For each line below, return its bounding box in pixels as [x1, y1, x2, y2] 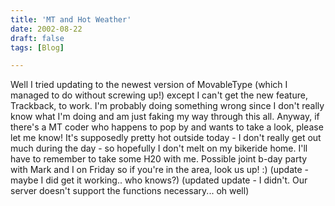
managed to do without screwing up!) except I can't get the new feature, [10, 89, 308, 101]
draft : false [10, 33, 65, 43]
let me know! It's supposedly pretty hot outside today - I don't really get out [10, 132, 322, 144]
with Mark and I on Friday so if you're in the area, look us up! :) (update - [10, 164, 309, 176]
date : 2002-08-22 [10, 24, 83, 34]
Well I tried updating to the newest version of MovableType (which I [10, 79, 288, 91]
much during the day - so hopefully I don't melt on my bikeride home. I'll [10, 142, 308, 155]
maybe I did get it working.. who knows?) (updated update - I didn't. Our [10, 174, 308, 186]
